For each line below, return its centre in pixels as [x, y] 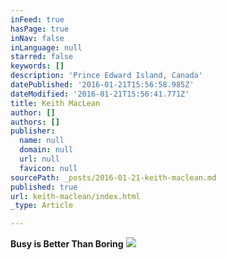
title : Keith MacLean [55, 103]
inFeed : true [37, 19]
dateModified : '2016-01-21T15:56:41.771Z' [100, 94]
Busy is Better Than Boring [67, 244]
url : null [39, 159]
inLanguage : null [46, 47]
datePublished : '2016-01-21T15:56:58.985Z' [102, 85]
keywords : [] [37, 66]
